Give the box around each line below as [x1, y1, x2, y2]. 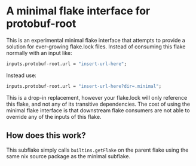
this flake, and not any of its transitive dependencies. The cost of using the [6, 100, 190, 107]
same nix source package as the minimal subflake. [6, 152, 131, 159]
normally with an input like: [6, 49, 73, 56]
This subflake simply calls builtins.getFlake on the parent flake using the [6, 146, 189, 153]
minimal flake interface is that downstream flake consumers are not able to [6, 106, 190, 114]
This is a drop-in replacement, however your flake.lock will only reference [6, 94, 188, 101]
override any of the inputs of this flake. [6, 113, 102, 120]
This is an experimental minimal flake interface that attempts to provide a [6, 36, 185, 44]
